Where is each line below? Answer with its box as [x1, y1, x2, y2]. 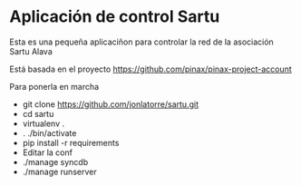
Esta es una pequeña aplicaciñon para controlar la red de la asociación [9, 36, 274, 47]
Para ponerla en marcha [9, 81, 100, 92]
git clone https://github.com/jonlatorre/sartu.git [22, 98, 199, 110]
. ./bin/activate [22, 127, 77, 138]
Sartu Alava [9, 45, 53, 56]
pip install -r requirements [22, 137, 120, 148]
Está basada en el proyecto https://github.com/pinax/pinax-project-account [9, 64, 292, 74]
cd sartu [22, 108, 54, 119]
